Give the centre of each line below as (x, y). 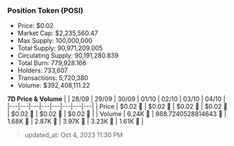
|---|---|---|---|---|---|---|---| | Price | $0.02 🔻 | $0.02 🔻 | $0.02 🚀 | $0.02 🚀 (117, 107)
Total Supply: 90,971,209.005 (60, 48)
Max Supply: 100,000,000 (55, 41)
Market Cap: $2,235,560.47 (58, 33)
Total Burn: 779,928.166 (52, 63)
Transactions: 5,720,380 (53, 78)
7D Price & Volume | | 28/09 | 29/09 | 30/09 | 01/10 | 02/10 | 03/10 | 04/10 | (116, 99)
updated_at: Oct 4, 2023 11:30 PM (74, 135)
